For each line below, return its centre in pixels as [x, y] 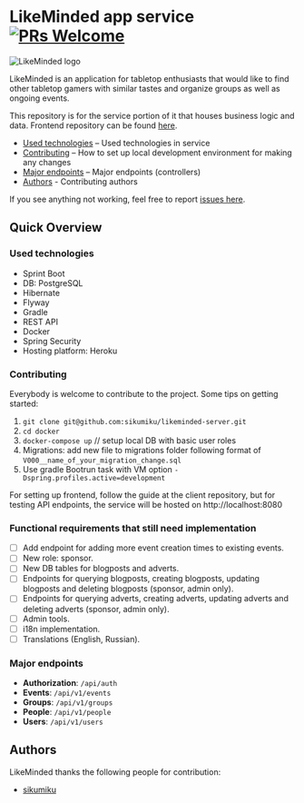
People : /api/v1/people [67, 712]
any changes [47, 162]
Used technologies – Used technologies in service [116, 143]
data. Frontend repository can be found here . [93, 125]
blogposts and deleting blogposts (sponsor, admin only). [128, 589]
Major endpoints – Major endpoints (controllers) [112, 172]
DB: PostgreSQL [53, 283]
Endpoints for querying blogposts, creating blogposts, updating [141, 579]
